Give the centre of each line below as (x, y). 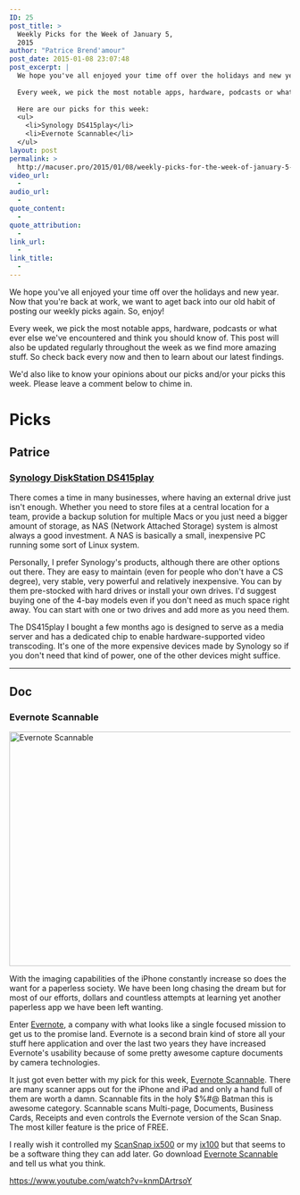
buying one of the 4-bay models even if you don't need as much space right (150, 600)
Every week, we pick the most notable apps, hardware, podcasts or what (143, 328)
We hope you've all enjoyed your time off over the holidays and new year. (144, 292)
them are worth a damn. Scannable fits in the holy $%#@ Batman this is (142, 1099)
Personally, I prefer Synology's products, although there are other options (145, 562)
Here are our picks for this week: (83, 109)
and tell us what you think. (58, 1164)
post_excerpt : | (39, 68)
